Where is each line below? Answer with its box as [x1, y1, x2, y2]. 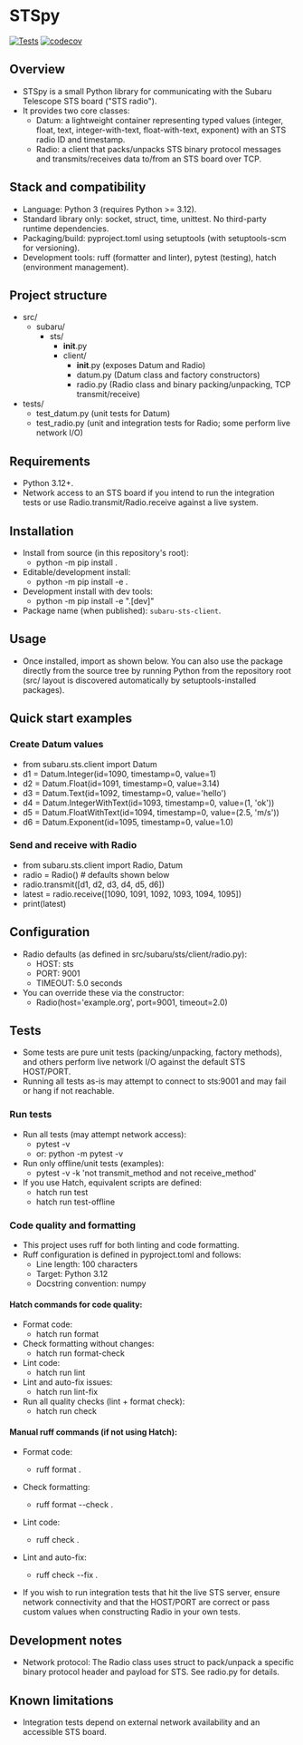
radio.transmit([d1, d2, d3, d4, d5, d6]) [22, 879, 166, 890]
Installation [9, 523, 74, 539]
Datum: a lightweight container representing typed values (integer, [35, 114, 284, 125]
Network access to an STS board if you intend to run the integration [22, 487, 275, 499]
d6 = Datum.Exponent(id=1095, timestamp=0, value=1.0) [22, 816, 233, 827]
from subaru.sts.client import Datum [22, 758, 158, 769]
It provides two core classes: [22, 105, 130, 116]
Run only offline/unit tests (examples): [22, 1157, 165, 1168]
